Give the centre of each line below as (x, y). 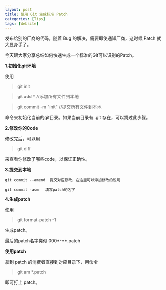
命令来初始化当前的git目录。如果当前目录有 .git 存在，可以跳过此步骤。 (78, 118)
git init (24, 86)
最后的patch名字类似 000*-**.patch (43, 241)
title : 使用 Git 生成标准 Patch (37, 14)
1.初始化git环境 (21, 66)
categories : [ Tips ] (25, 19)
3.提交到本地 (18, 170)
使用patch (16, 251)
